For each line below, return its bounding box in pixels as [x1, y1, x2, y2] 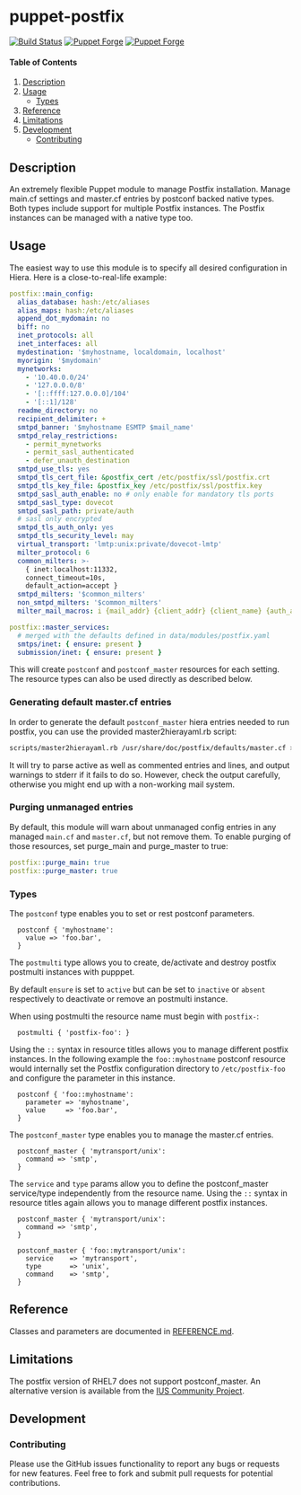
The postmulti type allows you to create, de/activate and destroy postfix [9, 957, 277, 968]
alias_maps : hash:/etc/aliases [17, 305, 134, 315]
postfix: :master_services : [9, 623, 110, 632]
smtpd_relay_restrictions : [17, 431, 118, 440]
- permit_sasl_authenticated [25, 447, 134, 457]
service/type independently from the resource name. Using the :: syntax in [9, 1188, 288, 1199]
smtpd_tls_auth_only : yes [17, 523, 115, 532]
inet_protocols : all [17, 331, 94, 341]
